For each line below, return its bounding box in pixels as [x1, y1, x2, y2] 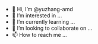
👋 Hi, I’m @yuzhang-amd [11, 6, 73, 12]
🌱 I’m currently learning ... [11, 18, 75, 25]
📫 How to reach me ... [11, 32, 67, 38]
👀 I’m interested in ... [11, 12, 62, 19]
